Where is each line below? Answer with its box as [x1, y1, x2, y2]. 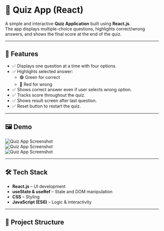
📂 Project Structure [5, 218, 64, 226]
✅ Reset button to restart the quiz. [12, 103, 81, 109]
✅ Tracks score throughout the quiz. [12, 92, 85, 98]
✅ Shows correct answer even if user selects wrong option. [12, 86, 132, 92]
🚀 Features [5, 50, 39, 58]
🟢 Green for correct [19, 74, 60, 80]
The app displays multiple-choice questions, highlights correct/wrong [5, 26, 145, 31]
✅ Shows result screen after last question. [12, 98, 97, 103]
